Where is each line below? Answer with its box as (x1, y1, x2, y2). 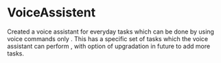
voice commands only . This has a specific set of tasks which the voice (7, 34, 208, 42)
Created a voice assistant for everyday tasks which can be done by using (7, 27, 215, 36)
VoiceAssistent (7, 5, 96, 21)
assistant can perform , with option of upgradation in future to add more (7, 42, 211, 50)
